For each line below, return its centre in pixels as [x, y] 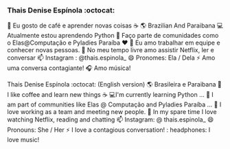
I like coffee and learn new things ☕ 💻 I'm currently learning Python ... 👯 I [111, 95]
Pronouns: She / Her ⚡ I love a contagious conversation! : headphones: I [109, 130]
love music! [23, 140]
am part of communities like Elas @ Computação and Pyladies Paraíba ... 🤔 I [114, 104]
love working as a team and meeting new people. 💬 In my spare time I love [112, 112]
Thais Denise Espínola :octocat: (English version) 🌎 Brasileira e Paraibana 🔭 [114, 84]
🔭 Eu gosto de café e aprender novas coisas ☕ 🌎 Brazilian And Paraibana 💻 [115, 25]
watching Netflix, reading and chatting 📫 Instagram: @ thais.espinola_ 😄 [111, 119]
